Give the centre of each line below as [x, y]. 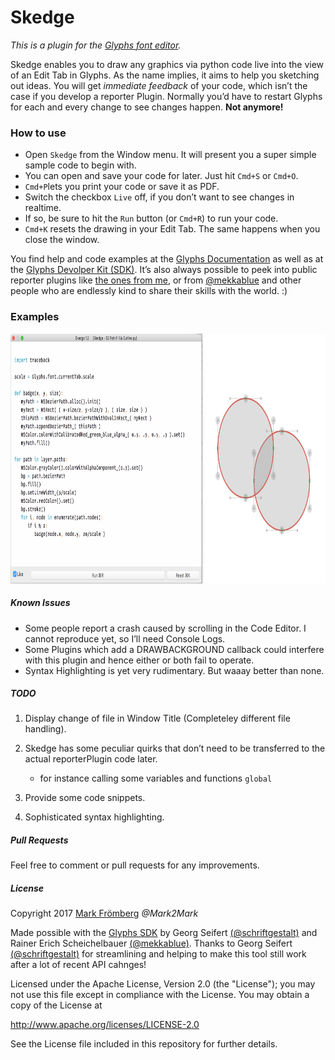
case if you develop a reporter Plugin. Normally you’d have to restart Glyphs [166, 96]
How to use [38, 133]
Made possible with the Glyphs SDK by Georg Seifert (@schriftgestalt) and [164, 933]
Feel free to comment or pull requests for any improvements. [135, 865]
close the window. [62, 240]
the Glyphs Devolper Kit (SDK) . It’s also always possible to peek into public [164, 270]
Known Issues [40, 603]
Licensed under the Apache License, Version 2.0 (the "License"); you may [163, 984]
